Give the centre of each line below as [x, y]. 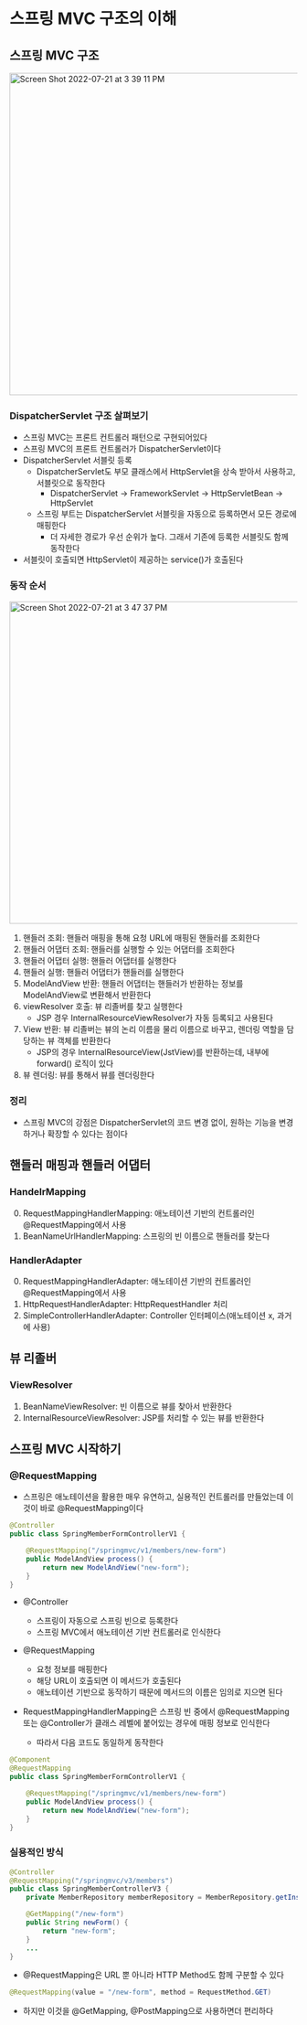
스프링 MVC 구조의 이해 [93, 19]
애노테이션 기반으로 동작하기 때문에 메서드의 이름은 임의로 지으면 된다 [159, 1692]
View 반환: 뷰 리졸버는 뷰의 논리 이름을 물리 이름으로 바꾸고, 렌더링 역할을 [153, 1028]
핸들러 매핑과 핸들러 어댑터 [80, 1165]
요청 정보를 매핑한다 [72, 1669]
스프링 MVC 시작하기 [65, 1449]
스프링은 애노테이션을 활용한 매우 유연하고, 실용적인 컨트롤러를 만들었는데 [153, 1497]
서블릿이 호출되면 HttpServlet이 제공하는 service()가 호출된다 [133, 560]
